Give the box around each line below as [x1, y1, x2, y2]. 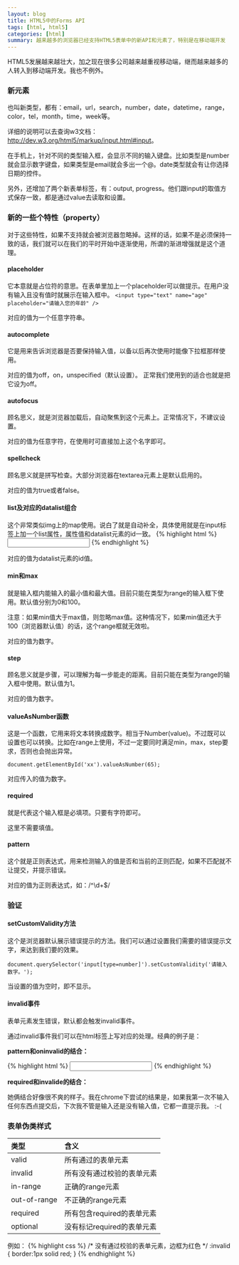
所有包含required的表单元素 [64, 1209, 157, 1219]
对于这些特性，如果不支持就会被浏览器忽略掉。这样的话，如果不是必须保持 [7, 230, 225, 239]
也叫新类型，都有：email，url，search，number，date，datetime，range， [7, 103, 229, 112]
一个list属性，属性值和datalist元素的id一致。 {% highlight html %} [26, 529, 217, 538]
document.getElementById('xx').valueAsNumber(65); [7, 761, 161, 769]
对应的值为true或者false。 [7, 486, 84, 494]
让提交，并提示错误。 [7, 865, 70, 874]
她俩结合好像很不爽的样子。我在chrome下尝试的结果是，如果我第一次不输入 [7, 1093, 230, 1101]
